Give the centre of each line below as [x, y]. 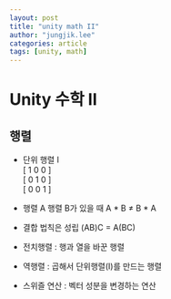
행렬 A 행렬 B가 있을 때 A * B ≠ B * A [89, 208]
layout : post [34, 18]
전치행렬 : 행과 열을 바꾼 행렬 [74, 247]
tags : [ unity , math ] [49, 52]
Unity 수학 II [53, 100]
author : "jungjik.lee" [52, 35]
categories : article [49, 43]
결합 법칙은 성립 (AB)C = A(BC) [79, 228]
